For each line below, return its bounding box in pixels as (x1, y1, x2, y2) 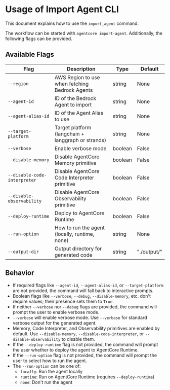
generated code (55, 251, 93, 258)
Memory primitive (55, 159, 97, 166)
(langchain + (55, 130, 84, 137)
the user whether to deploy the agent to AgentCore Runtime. (12, 346, 139, 353)
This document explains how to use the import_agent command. (5, 20, 139, 26)
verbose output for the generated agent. (12, 320, 97, 326)
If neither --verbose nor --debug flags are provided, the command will (12, 303, 157, 310)
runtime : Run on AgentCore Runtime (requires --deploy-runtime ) (20, 374, 155, 380)
